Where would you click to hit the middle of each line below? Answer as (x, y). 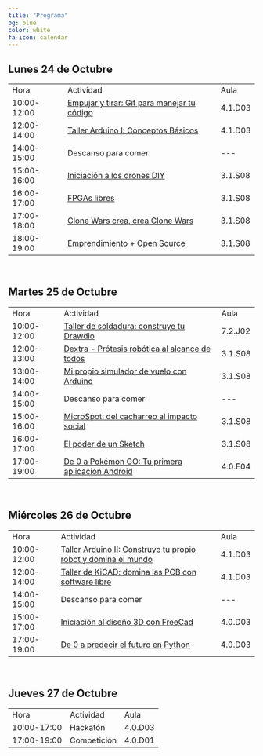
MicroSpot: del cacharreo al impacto (131, 416)
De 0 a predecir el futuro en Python (125, 645)
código (80, 113)
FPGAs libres (91, 199)
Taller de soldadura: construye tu (124, 326)
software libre (86, 582)
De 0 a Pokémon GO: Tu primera (123, 462)
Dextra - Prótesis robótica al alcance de (137, 349)
